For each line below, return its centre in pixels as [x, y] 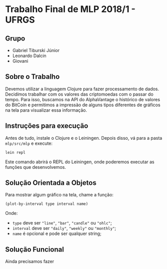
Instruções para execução [47, 126]
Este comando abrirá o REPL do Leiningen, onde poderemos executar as [80, 162]
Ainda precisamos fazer [29, 261]
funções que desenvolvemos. [36, 167]
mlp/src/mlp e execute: [29, 143]
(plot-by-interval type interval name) [47, 204]
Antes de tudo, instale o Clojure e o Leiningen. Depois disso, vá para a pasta [84, 138]
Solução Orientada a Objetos [51, 183]
